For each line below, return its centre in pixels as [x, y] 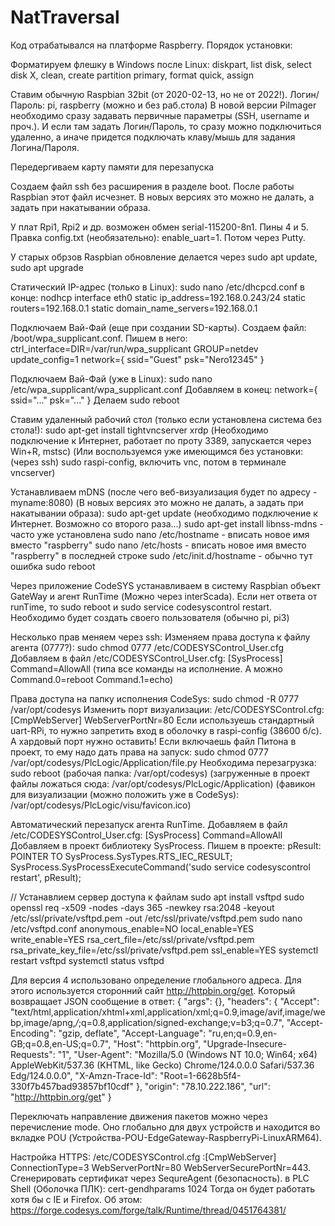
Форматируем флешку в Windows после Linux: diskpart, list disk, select [161, 64]
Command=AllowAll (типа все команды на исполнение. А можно [146, 668]
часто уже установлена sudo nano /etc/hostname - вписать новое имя [160, 534]
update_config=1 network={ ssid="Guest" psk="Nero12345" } [137, 359]
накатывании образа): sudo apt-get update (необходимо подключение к [164, 513]
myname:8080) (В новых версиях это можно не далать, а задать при [157, 502]
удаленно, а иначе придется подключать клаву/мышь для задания [153, 137]
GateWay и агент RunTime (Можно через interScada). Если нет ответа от [164, 596]
